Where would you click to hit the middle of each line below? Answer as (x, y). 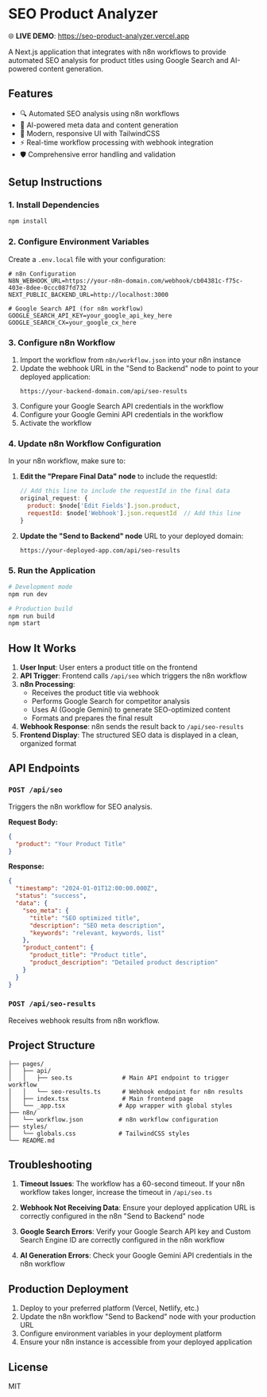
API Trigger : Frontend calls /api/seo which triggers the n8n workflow (133, 676)
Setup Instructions (55, 183)
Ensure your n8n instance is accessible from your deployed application (136, 1342)
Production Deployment (68, 1289)
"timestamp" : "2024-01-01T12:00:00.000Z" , (87, 888)
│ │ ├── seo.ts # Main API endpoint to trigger (118, 1078)
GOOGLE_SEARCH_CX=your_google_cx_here (72, 322)
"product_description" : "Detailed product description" (124, 962)
